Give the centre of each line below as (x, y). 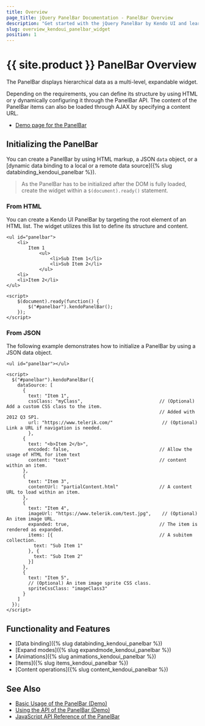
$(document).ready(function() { (58, 302)
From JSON (23, 333)
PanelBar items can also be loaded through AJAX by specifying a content (98, 107)
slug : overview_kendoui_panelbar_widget (59, 29)
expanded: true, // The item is (113, 524)
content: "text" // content (108, 460)
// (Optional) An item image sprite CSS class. (90, 583)
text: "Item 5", (49, 578)
